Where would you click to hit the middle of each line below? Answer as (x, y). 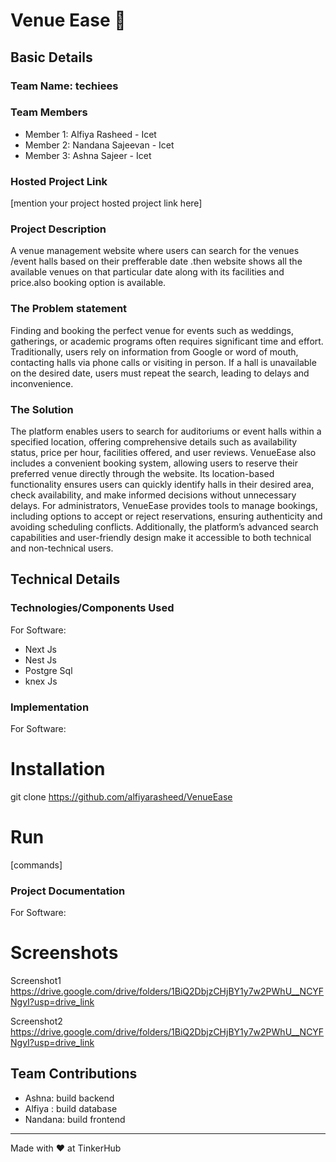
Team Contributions (74, 1074)
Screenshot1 (36, 981)
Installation (58, 769)
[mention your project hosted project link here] (106, 203)
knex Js (41, 681)
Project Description (58, 229)
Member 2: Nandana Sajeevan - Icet (99, 145)
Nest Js (40, 660)
